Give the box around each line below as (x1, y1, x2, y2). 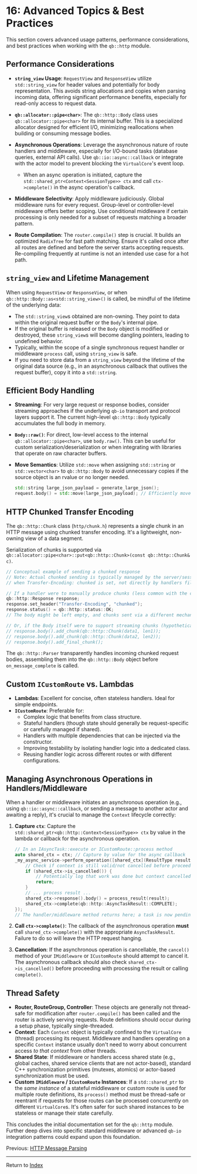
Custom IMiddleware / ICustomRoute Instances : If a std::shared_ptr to (14, 1078, 184, 1085)
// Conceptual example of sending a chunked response (6, 569, 141, 575)
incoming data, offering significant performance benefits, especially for (14, 93, 187, 100)
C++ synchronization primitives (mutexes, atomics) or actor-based (14, 1066, 176, 1073)
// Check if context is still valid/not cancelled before (25, 863, 170, 868)
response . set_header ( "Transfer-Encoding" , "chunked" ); (6, 601, 143, 608)
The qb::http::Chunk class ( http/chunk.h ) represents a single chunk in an (6, 522, 184, 529)
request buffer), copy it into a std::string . (14, 368, 117, 376)
